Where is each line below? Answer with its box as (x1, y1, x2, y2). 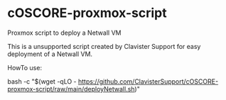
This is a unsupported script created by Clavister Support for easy (7, 42, 201, 50)
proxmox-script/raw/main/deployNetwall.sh (7, 84, 135, 93)
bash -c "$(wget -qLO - (7, 77, 77, 86)
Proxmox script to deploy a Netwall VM (7, 28, 122, 37)
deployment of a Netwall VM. (7, 50, 93, 58)
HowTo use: (7, 63, 43, 72)
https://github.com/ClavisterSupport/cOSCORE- (77, 77, 219, 86)
